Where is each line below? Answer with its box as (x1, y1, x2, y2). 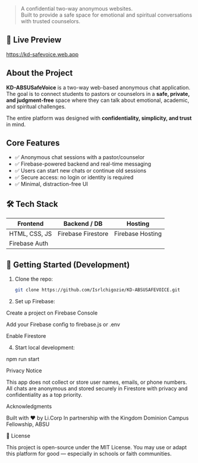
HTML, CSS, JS (9, 229, 52, 238)
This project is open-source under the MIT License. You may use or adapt (6, 443, 187, 450)
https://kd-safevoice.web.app (6, 51, 79, 58)
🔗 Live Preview (6, 35, 62, 45)
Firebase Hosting (114, 229, 162, 238)
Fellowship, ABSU (6, 420, 50, 428)
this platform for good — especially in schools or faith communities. (6, 450, 172, 457)
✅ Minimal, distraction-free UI (14, 181, 88, 188)
